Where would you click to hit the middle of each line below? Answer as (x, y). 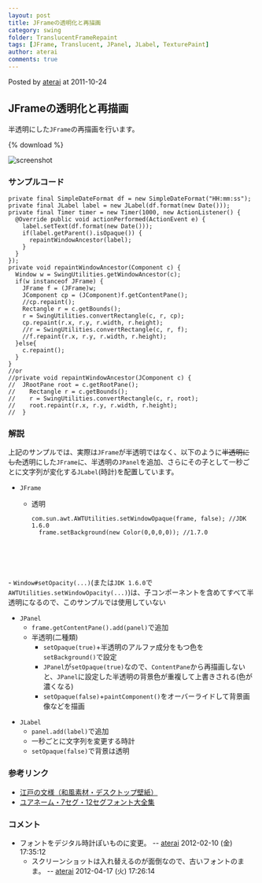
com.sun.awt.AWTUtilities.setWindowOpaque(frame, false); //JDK (139, 519)
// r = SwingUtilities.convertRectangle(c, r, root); (103, 399)
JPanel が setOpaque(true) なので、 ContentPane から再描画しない (144, 667)
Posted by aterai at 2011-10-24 (58, 82)
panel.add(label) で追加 (70, 731)
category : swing (35, 30)
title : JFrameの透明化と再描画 (55, 23)
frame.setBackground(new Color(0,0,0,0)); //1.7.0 (123, 532)
